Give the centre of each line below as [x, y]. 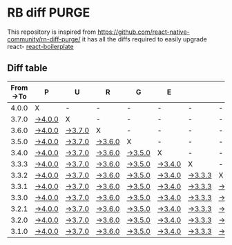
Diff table [28, 68]
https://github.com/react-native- [144, 32]
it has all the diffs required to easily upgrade [144, 39]
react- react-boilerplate [40, 46]
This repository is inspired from [52, 32]
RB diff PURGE [49, 13]
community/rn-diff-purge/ [44, 39]
